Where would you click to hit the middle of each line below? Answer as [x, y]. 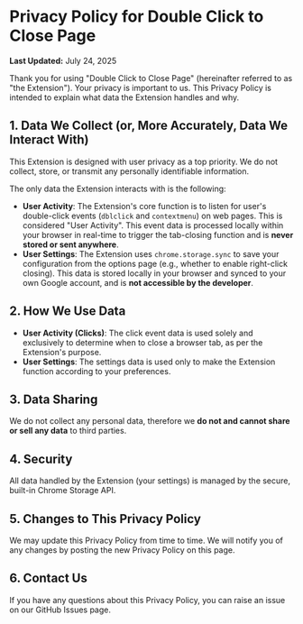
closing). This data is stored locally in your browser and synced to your [154, 273]
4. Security [41, 459]
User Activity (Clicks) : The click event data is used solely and [138, 333]
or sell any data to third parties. [68, 431]
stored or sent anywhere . [70, 244]
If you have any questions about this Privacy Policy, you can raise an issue [147, 600]
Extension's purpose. [62, 352]
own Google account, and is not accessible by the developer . [138, 282]
